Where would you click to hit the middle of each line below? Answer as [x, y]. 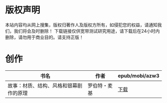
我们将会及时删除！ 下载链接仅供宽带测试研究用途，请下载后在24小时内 [87, 31]
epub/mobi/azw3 [138, 76]
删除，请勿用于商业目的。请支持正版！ [44, 37]
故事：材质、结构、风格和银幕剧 [45, 86]
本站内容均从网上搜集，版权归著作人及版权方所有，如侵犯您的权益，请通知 [81, 25]
